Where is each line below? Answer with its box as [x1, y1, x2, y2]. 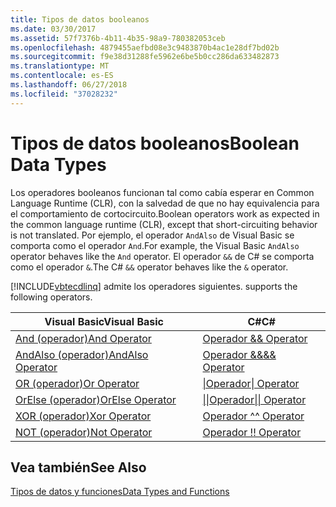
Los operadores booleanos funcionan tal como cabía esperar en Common [10, 186, 315, 198]
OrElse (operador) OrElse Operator [15, 392, 177, 406]
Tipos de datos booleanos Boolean [10, 132, 300, 155]
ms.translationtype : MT [10, 61, 110, 71]
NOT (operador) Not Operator [15, 425, 153, 439]
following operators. [10, 291, 93, 303]
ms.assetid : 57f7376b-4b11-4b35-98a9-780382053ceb [10, 33, 226, 43]
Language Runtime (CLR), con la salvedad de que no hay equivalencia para [10, 197, 320, 209]
